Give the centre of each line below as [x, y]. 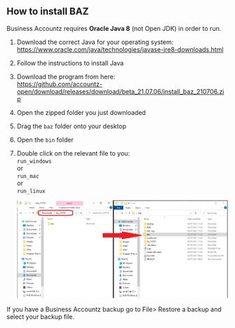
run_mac [28, 176]
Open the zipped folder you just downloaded [81, 112]
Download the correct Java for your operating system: [95, 42]
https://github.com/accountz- [60, 84]
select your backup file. [41, 317]
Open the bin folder [45, 139]
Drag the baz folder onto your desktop [72, 126]
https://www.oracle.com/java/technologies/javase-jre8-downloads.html [120, 49]
